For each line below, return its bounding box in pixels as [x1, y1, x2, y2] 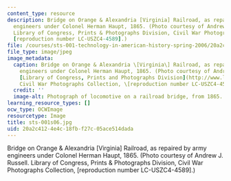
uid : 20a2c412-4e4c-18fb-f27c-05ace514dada [7, 125, 134, 132]
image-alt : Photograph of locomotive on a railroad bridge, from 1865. [13, 94, 223, 100]
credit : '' [13, 87, 45, 94]
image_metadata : [7, 55, 54, 62]
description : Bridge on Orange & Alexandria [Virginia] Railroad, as [7, 17, 211, 23]
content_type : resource [7, 10, 76, 17]
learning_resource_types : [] [7, 100, 91, 107]
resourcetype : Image [7, 112, 67, 119]
